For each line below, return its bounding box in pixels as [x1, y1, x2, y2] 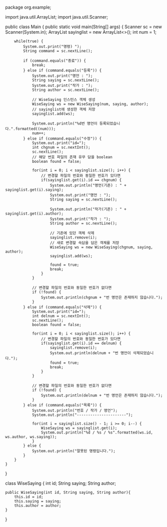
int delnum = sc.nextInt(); [31, 313, 91, 319]
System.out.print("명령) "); [23, 44, 81, 49]
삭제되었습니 [132, 351, 154, 356]
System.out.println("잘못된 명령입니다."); [31, 449, 116, 454]
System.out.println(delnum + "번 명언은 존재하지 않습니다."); [40, 393, 163, 398]
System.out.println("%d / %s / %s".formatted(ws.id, [40, 430, 153, 435]
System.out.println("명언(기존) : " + [49, 183, 126, 188]
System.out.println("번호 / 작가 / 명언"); [31, 408, 118, 413]
